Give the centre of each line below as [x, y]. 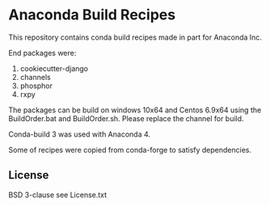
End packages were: [42, 53]
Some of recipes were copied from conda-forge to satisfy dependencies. [130, 149]
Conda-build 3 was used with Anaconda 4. [80, 134]
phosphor [36, 86]
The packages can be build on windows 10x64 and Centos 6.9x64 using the [135, 110]
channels [35, 77]
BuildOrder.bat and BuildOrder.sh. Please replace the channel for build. [126, 118]
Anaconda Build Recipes [92, 15]
